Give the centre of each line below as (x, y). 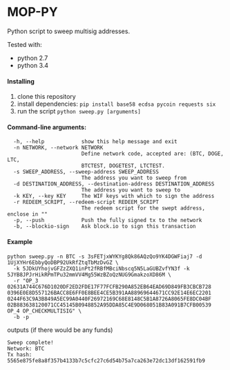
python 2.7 (32, 58)
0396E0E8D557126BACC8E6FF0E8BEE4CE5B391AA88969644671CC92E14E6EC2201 (109, 293)
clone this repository (46, 97)
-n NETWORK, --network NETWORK (58, 148)
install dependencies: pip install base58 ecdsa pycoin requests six (116, 104)
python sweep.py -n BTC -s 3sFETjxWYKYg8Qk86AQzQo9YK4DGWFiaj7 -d (105, 257)
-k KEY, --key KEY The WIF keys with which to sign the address (114, 196)
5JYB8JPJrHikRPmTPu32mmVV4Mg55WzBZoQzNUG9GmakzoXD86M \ (89, 275)
